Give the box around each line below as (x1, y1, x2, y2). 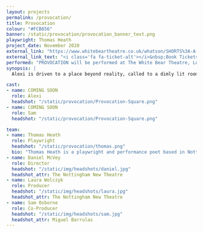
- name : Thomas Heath (6, 132, 61, 138)
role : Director (11, 160, 50, 167)
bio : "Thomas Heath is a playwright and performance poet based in (11, 149, 185, 155)
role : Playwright (11, 138, 56, 144)
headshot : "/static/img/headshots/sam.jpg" (11, 211, 123, 217)
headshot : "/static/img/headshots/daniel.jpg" (11, 166, 131, 172)
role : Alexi (11, 93, 42, 99)
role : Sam (11, 110, 36, 116)
